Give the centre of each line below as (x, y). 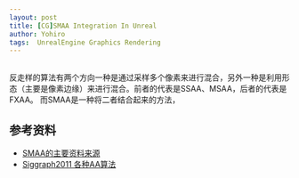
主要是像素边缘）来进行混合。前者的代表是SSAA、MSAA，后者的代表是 (156, 88)
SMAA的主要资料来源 (61, 153)
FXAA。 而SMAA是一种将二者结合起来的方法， (95, 100)
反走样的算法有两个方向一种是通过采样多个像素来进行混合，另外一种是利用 (145, 77)
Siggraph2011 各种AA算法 (69, 165)
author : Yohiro (37, 34)
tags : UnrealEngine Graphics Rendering (85, 42)
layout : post (33, 17)
